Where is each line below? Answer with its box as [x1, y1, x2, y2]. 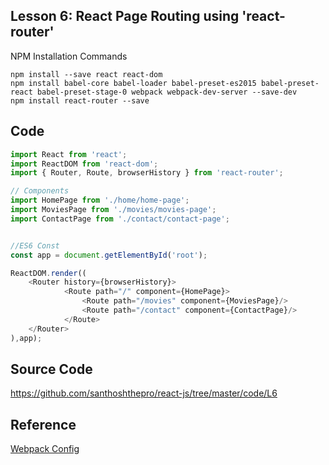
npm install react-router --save [10, 95, 150, 106]
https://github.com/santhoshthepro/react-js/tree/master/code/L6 [10, 387, 278, 399]
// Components [10, 186, 70, 196]
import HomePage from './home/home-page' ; [10, 195, 190, 206]
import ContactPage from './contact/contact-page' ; [10, 214, 230, 224]
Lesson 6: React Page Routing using [10, 8, 240, 25]
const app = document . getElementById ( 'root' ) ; [10, 250, 208, 260]
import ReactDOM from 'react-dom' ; [10, 159, 159, 169]
